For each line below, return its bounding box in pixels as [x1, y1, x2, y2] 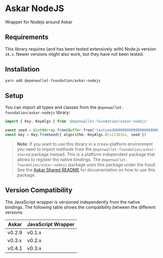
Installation [5, 65, 40, 73]
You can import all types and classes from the [5, 104, 97, 110]
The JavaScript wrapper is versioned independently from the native [5, 199, 140, 205]
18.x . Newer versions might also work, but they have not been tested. [5, 51, 144, 57]
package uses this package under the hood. [68, 161, 156, 168]
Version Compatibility [5, 186, 73, 194]
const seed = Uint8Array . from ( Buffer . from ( [5, 128, 95, 133]
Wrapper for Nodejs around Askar [5, 19, 73, 25]
